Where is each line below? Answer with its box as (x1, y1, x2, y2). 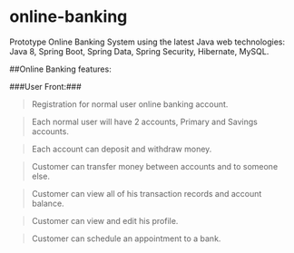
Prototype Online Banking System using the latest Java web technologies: (9, 36, 286, 47)
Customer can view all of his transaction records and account (31, 188, 262, 199)
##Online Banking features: (9, 63, 112, 74)
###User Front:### (9, 81, 82, 92)
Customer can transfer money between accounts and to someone (31, 161, 279, 171)
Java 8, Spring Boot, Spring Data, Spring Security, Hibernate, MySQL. (9, 45, 269, 56)
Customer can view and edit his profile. (31, 215, 179, 226)
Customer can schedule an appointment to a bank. (31, 233, 221, 244)
